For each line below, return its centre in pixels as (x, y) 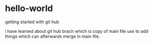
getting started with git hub (32, 22)
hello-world (29, 8)
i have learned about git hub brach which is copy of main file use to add (77, 31)
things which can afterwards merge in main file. (53, 36)
